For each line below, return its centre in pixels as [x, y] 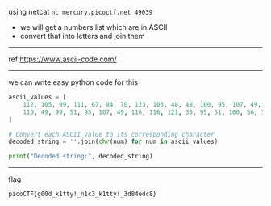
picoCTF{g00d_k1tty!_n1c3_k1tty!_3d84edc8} [83, 194]
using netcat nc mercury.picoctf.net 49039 [81, 12]
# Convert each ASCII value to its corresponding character [112, 134]
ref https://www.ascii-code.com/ [63, 59]
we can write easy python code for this [73, 82]
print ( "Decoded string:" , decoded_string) [81, 157]
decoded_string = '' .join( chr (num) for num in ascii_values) [113, 142]
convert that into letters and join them [82, 36]
